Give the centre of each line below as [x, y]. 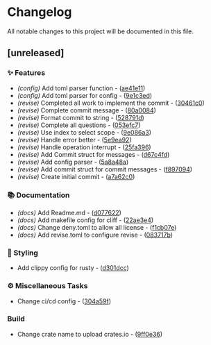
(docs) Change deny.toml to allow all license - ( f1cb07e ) [97, 227]
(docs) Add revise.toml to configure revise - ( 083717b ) [95, 235]
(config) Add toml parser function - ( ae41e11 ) [81, 88]
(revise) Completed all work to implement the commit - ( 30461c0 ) [111, 103]
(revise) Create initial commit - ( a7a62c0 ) [76, 176]
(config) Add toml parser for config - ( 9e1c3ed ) [85, 95]
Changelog [40, 12]
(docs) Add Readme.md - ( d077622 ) [69, 212]
